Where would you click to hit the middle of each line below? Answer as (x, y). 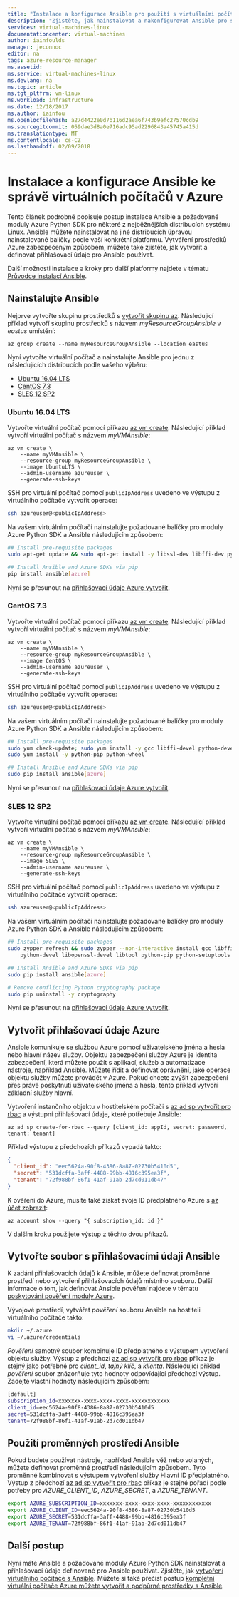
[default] (22, 1394)
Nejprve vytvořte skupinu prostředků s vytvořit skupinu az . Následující (111, 315)
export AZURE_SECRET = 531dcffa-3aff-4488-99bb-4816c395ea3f (97, 1517)
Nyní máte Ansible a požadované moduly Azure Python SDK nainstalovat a (117, 1563)
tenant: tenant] (31, 1134)
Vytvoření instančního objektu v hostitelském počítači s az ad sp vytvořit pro (119, 1107)
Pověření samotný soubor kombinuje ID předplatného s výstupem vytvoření (118, 1351)
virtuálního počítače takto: (46, 1317)
